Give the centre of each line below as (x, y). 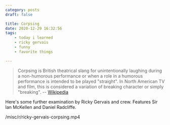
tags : (11, 33)
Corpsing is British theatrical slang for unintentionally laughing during (90, 71)
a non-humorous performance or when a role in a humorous (80, 76)
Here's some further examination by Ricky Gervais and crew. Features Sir (81, 102)
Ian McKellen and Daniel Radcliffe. (41, 107)
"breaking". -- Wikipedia (43, 92)
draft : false (19, 15)
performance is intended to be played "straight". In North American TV (91, 81)
